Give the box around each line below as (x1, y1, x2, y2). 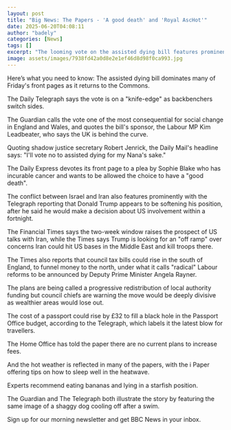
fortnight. (7, 214, 34, 222)
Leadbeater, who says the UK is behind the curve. (7, 130, 148, 138)
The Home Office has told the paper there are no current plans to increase (7, 340, 218, 348)
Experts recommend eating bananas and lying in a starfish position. (7, 381, 198, 389)
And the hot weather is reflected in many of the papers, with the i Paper (7, 360, 210, 369)
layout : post (7, 10, 45, 17)
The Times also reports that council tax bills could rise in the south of (7, 255, 203, 264)
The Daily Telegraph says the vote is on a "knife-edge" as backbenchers (7, 95, 213, 103)
